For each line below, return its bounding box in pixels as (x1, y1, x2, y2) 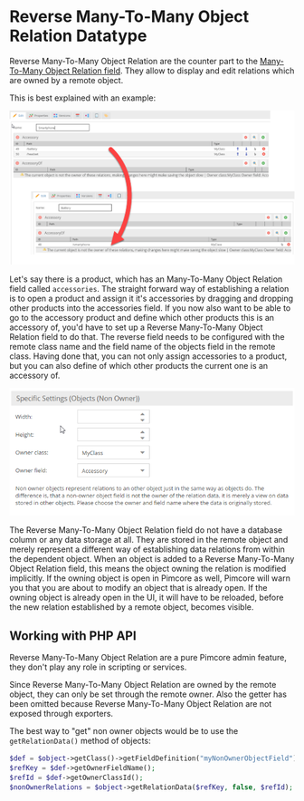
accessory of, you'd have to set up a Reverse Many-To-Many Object (9, 322, 264, 333)
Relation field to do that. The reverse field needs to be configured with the (9, 331, 285, 342)
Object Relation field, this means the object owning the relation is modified (9, 564, 287, 574)
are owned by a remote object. (9, 74, 124, 85)
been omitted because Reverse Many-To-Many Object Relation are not (9, 698, 272, 709)
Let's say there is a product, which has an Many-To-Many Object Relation (9, 274, 283, 285)
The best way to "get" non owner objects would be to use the (9, 725, 239, 736)
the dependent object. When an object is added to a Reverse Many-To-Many (9, 554, 295, 565)
